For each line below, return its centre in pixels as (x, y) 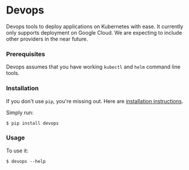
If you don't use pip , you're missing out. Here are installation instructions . (95, 101)
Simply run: (20, 113)
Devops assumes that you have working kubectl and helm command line (93, 67)
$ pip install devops (33, 123)
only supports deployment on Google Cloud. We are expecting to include (94, 32)
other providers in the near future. (47, 39)
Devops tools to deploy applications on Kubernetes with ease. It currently (95, 26)
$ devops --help (26, 161)
